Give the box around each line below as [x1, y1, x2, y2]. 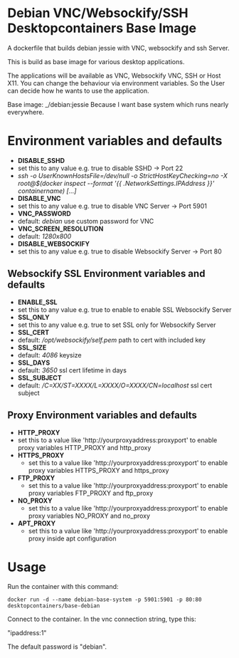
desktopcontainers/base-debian [7, 602, 100, 610]
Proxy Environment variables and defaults [7, 409, 198, 422]
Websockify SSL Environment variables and [7, 268, 206, 280]
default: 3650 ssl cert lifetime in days [17, 365, 127, 375]
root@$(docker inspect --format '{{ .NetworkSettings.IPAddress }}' [17, 179, 215, 187]
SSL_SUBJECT [17, 373, 62, 382]
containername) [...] [17, 187, 77, 195]
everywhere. [7, 108, 45, 116]
